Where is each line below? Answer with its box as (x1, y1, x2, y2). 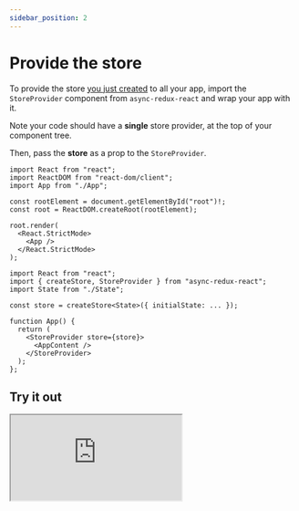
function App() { (9, 317, 76, 326)
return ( (17, 325, 51, 334)
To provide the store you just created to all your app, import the (9, 83, 247, 94)
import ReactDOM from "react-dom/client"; (9, 172, 173, 182)
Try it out (9, 389, 62, 404)
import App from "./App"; (9, 181, 108, 190)
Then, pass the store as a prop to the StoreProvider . (9, 147, 207, 158)
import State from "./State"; (9, 285, 125, 294)
